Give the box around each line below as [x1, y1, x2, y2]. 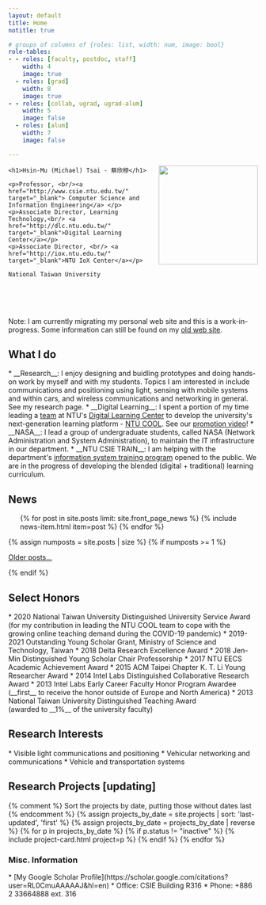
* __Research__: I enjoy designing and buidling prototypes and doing [8, 369, 231, 378]
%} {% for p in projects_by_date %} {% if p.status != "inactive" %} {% [8, 826, 235, 835]
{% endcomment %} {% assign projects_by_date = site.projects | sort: [8, 809, 236, 819]
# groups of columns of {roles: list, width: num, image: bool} [8, 40, 225, 48]
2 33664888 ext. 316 [8, 888, 77, 899]
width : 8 [22, 85, 51, 93]
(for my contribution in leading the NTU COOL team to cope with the [8, 621, 231, 630]
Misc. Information [8, 854, 78, 865]
